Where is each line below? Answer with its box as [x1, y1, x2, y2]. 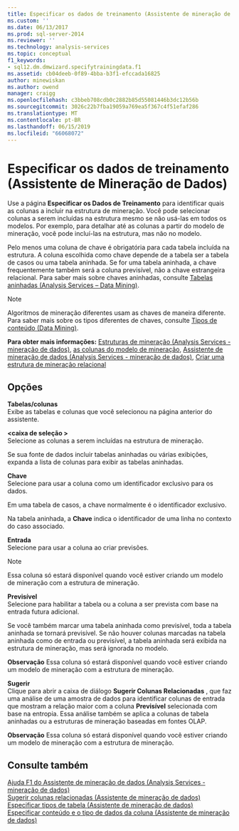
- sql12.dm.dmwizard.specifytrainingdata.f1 [7, 63, 142, 71]
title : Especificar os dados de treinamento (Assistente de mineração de [7, 10, 231, 18]
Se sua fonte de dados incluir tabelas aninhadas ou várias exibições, [7, 450, 208, 459]
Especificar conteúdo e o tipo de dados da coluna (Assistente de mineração [7, 808, 230, 817]
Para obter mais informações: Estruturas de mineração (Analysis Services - [7, 338, 231, 346]
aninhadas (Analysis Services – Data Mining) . [7, 281, 140, 289]
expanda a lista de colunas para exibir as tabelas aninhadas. [7, 458, 184, 467]
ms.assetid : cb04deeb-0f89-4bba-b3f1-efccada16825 [7, 70, 161, 77]
